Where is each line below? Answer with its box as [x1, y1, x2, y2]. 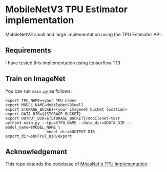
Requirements [5, 46, 51, 55]
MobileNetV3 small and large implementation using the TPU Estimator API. [5, 31, 162, 37]
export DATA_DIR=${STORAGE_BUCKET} [5, 111, 81, 116]
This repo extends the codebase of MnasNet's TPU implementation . [5, 161, 149, 167]
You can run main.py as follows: [5, 88, 72, 94]
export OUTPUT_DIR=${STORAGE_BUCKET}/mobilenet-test [5, 116, 120, 121]
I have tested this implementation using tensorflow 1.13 [5, 60, 120, 66]
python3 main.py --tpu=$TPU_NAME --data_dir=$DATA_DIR [5, 120, 125, 126]
